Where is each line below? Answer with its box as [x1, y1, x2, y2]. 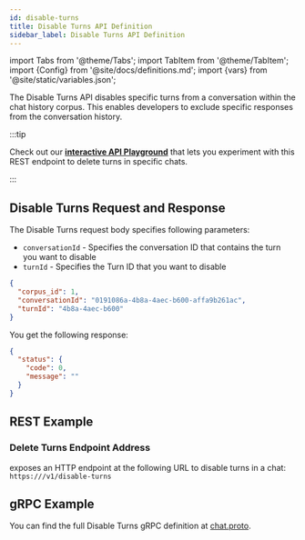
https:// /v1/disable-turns [9, 472, 112, 481]
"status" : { [17, 355, 64, 365]
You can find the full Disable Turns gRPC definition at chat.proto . [9, 520, 252, 532]
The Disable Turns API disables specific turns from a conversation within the [9, 92, 296, 103]
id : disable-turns [9, 13, 79, 23]
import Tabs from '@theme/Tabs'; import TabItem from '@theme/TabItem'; [9, 55, 290, 66]
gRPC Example [9, 496, 95, 512]
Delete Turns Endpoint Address [9, 442, 151, 455]
